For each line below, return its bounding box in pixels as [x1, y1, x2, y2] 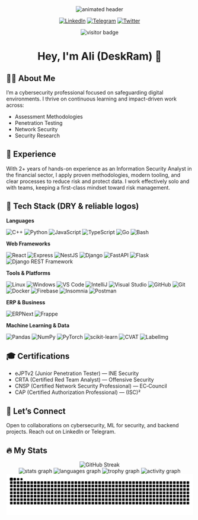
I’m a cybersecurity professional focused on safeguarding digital [6, 89, 164, 96]
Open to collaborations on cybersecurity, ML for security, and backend [6, 422, 179, 429]
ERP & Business [6, 298, 46, 305]
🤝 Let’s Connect [6, 406, 66, 416]
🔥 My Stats [6, 445, 47, 455]
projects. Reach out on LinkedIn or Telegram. [6, 428, 116, 436]
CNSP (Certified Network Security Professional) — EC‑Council [14, 383, 167, 390]
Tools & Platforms [6, 269, 51, 276]
